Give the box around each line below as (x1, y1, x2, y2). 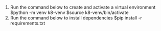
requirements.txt (10, 20, 45, 26)
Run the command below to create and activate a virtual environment (10, 4, 156, 10)
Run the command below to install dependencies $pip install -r (10, 15, 142, 20)
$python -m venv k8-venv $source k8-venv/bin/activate (10, 9, 129, 15)
